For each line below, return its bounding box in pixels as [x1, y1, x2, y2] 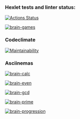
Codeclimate [5, 36, 36, 43]
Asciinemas [5, 60, 34, 67]
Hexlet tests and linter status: [5, 4, 76, 11]
